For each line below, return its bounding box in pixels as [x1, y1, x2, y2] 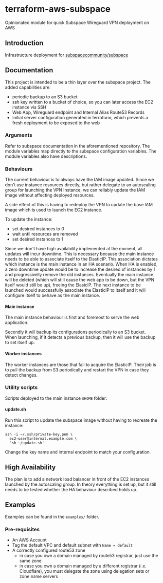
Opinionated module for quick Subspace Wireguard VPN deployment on [5, 20, 149, 25]
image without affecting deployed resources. [5, 192, 95, 198]
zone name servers [19, 573, 58, 579]
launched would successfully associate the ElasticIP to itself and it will [5, 287, 146, 293]
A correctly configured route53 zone [12, 547, 86, 553]
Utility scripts [5, 384, 38, 391]
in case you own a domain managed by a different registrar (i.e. [19, 563, 147, 569]
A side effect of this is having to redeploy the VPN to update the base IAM [5, 202, 153, 208]
